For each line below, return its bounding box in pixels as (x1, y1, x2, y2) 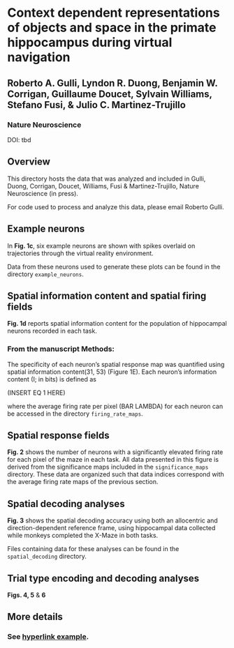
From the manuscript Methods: (7, 344, 115, 354)
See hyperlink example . (7, 632, 89, 642)
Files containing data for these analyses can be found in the (7, 545, 180, 553)
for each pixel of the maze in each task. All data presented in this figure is (7, 455, 219, 464)
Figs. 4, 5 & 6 (7, 591, 46, 599)
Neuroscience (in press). (7, 189, 79, 197)
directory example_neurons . (7, 270, 84, 278)
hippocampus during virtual (7, 35, 173, 50)
